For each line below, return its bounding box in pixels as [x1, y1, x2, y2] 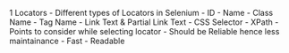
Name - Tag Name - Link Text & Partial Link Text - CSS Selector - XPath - [9, 17, 279, 27]
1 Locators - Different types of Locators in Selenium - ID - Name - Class [9, 8, 274, 18]
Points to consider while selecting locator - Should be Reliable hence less [9, 26, 280, 36]
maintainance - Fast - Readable [9, 35, 125, 46]
